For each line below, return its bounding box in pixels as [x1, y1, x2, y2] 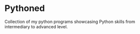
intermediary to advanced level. [4, 23, 68, 29]
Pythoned [4, 3, 45, 14]
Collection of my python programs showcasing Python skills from [4, 19, 136, 24]
